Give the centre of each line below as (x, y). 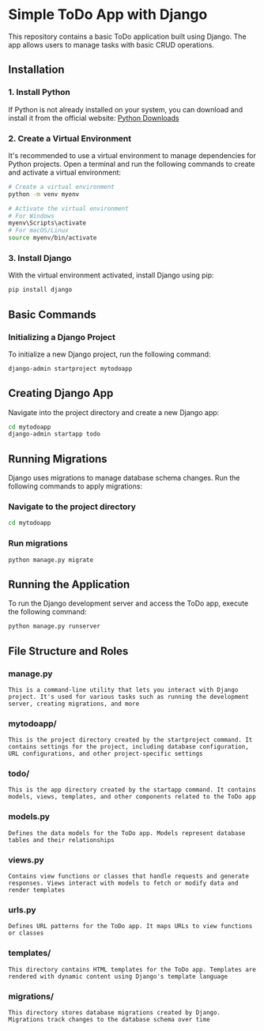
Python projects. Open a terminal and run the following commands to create (132, 164)
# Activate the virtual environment (68, 208)
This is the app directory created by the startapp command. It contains (132, 790)
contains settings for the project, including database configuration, (128, 747)
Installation (36, 70)
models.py (29, 817)
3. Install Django (40, 258)
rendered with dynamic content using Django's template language (118, 976)
